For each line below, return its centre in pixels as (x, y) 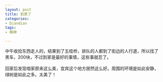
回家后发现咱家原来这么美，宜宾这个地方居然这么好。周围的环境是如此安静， (82, 68)
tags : (10, 28)
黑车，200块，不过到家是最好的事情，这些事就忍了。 (58, 57)
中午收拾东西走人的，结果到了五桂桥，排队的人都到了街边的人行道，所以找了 (82, 51)
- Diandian (16, 23)
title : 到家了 (18, 14)
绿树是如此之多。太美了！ (31, 74)
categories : (17, 19)
